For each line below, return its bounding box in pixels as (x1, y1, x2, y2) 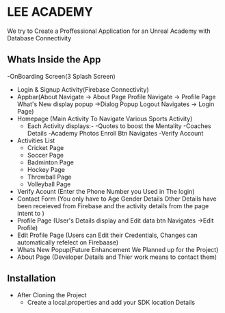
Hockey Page (27, 165, 66, 173)
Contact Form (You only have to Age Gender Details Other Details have (16, 195, 217, 203)
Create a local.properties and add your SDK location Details (27, 298, 196, 306)
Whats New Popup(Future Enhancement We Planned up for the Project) (16, 245, 219, 253)
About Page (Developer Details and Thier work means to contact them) (16, 253, 217, 261)
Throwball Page (27, 173, 72, 181)
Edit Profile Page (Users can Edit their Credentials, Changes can (16, 231, 198, 239)
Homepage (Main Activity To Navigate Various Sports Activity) (16, 114, 193, 123)
